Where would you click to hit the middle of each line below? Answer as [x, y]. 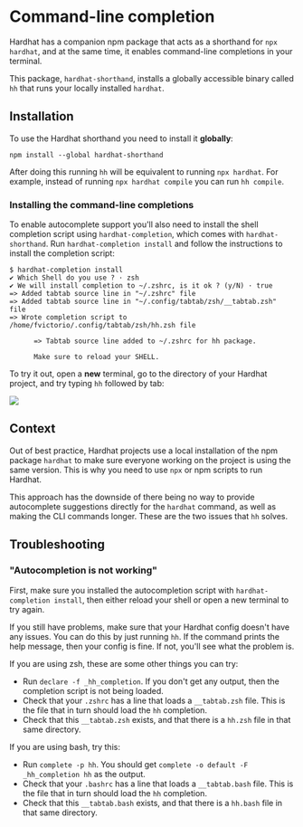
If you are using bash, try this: [65, 746]
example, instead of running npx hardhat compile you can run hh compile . [147, 181]
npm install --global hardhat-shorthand [87, 155]
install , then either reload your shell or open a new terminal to [171, 600]
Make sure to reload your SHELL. [96, 357]
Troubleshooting [57, 545]
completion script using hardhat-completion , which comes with [127, 234]
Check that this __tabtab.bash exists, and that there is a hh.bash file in [152, 803]
